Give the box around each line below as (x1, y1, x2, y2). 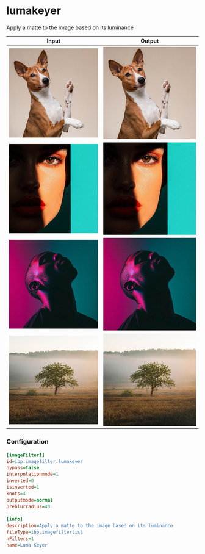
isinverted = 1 (6, 484, 40, 491)
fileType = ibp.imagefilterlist (6, 529, 84, 536)
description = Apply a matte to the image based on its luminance (6, 523, 173, 529)
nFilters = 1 (6, 536, 34, 542)
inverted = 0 (6, 478, 34, 484)
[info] (6, 516, 23, 522)
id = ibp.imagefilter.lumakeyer (6, 458, 84, 464)
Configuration (6, 437, 49, 446)
